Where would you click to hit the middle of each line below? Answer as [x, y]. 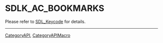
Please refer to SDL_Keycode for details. [45, 21]
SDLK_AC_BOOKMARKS [55, 8]
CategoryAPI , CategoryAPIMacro [38, 35]
